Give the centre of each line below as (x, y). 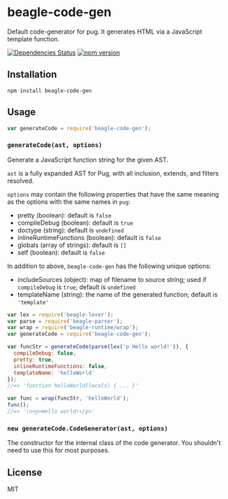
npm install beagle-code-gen (50, 91)
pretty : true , (34, 360)
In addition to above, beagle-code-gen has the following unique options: (109, 266)
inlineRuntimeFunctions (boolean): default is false (89, 237)
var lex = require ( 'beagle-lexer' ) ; (60, 315)
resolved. (21, 181)
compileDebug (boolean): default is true (75, 223)
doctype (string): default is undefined (70, 230)
